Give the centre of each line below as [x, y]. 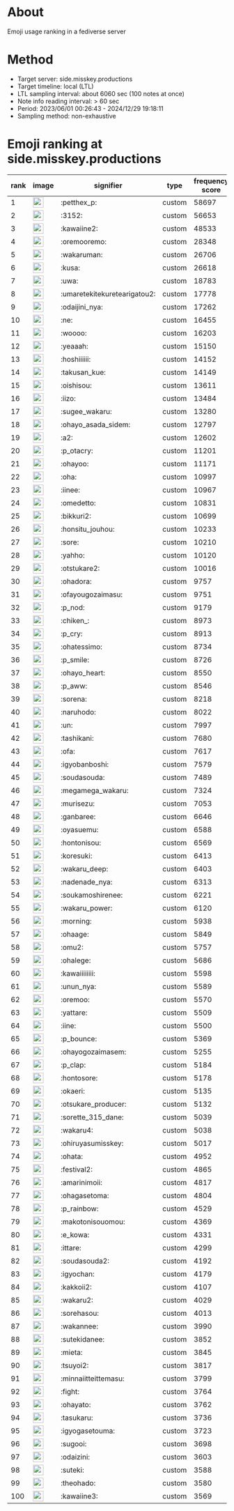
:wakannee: [79, 1326]
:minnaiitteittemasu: [92, 1379]
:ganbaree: [78, 816]
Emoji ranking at [55, 144]
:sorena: [73, 699]
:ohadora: [76, 581]
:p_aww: [74, 686]
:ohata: [72, 1156]
